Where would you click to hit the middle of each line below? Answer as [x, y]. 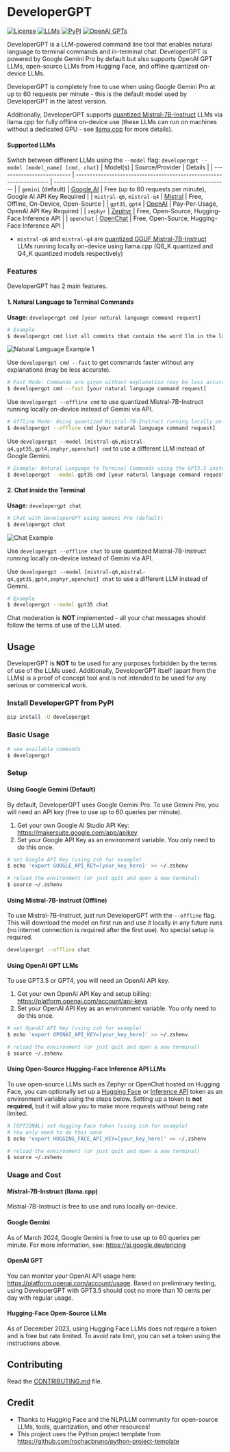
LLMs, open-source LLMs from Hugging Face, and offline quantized [103, 66]
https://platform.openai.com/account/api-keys [82, 1001]
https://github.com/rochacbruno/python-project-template [98, 1441]
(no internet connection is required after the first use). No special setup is [111, 930]
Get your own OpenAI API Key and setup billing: [84, 994]
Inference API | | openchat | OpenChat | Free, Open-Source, [106, 218]
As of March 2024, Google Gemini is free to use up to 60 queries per [104, 1237]
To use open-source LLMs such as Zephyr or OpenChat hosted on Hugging [114, 1084]
